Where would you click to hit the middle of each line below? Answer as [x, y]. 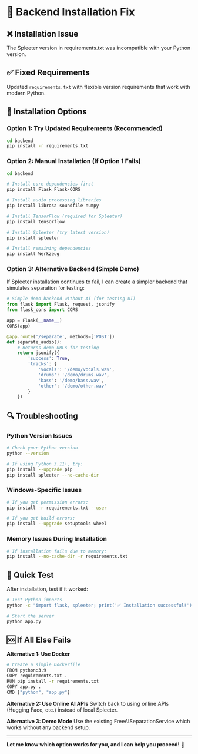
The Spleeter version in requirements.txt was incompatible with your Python [98, 48]
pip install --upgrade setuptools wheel [57, 524]
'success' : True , [49, 359]
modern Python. [26, 93]
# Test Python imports [34, 600]
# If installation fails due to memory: [57, 551]
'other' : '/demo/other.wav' [73, 386]
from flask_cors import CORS [42, 310]
